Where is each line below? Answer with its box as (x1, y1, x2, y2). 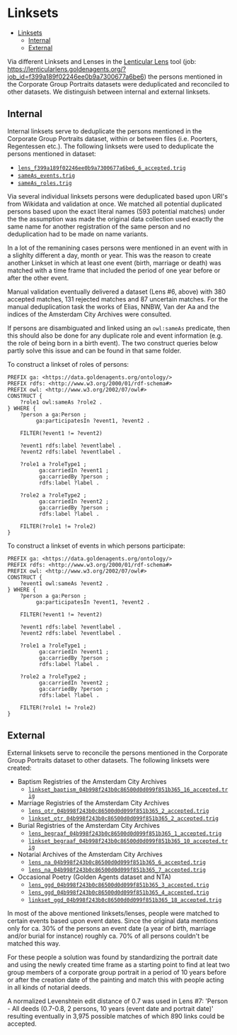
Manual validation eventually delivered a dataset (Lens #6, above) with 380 (7, 287, 226, 296)
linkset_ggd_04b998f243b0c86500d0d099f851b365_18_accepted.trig (28, 896, 222, 904)
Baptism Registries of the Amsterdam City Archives (17, 777, 168, 785)
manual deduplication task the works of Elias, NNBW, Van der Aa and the (7, 302, 219, 311)
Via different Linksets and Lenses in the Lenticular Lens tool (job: (7, 57, 197, 65)
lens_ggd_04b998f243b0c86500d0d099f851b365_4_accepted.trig (28, 889, 209, 896)
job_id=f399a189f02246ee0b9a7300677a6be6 (7, 72, 144, 81)
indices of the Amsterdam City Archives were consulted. (7, 310, 172, 319)
